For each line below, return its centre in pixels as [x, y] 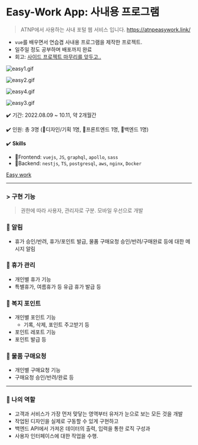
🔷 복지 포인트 [24, 303]
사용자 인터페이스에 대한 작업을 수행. [56, 436]
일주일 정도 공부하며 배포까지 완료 [53, 49]
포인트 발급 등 [30, 339]
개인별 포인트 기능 [35, 317]
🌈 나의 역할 [21, 400]
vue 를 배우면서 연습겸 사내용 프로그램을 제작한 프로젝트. [78, 42]
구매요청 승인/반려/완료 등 [44, 377]
